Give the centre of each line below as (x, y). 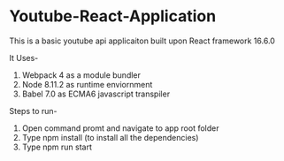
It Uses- (24, 57)
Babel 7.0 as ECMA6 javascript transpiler (96, 94)
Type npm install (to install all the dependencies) (110, 137)
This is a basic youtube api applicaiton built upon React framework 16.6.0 (142, 41)
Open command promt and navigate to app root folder (120, 128)
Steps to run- (33, 111)
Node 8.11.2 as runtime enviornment (87, 84)
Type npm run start (57, 147)
